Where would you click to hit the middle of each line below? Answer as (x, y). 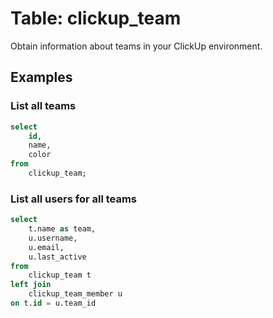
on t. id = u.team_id (53, 303)
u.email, (46, 247)
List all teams (43, 106)
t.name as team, (62, 229)
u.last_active (57, 257)
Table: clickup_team (96, 18)
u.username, (53, 238)
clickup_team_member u (75, 294)
